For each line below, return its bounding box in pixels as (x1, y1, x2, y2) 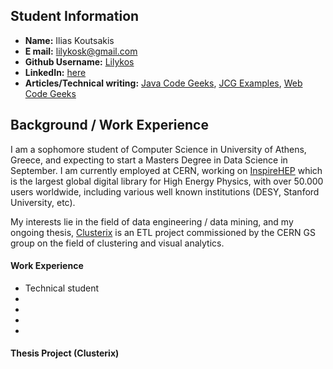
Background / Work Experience (10, 117, 209, 134)
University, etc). (10, 196, 76, 208)
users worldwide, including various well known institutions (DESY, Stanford (10, 185, 320, 198)
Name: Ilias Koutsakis (24, 34, 115, 46)
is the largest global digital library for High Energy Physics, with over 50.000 (10, 175, 324, 187)
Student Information (10, 8, 140, 25)
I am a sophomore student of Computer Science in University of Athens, (10, 143, 307, 155)
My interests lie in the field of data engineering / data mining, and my (10, 215, 294, 228)
